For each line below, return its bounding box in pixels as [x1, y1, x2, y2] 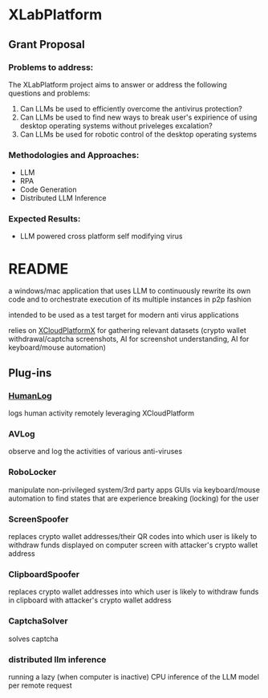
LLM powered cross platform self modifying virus [19, 231, 183, 241]
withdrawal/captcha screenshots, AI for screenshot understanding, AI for [8, 335, 250, 344]
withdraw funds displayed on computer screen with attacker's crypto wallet [8, 540, 258, 550]
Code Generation [19, 185, 77, 194]
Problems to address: [8, 62, 94, 73]
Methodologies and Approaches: [8, 149, 140, 160]
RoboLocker [8, 467, 57, 478]
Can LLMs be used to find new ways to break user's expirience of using [19, 112, 258, 122]
